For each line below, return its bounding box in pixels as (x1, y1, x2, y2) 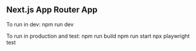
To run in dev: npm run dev (6, 20, 74, 28)
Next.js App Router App (6, 5, 98, 15)
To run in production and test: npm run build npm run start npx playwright (6, 32, 190, 40)
